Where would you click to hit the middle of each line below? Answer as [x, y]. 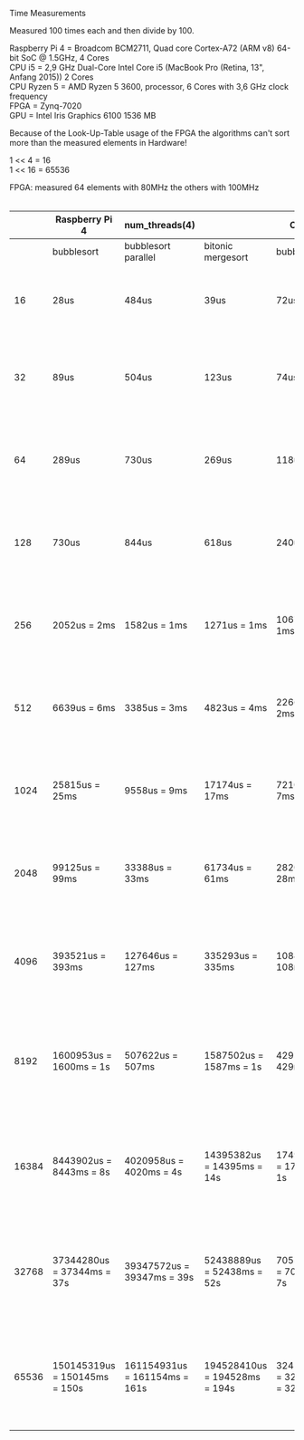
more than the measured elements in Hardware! [98, 143]
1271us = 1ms [236, 625]
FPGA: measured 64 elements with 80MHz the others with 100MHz [134, 187]
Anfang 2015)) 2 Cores [52, 77]
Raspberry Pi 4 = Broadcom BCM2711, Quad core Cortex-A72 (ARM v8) [142, 48]
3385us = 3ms [156, 708]
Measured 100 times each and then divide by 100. [102, 30]
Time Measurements [47, 13]
